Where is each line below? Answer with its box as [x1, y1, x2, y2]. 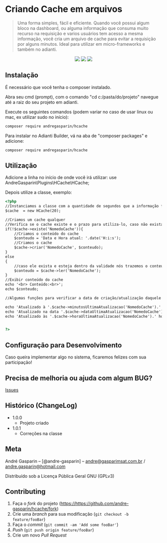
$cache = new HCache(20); [5, 208, 61, 213]
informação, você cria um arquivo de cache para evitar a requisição [17, 36, 156, 42]
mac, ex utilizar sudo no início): [5, 114, 69, 120]
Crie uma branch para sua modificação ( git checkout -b [12, 511, 129, 517]
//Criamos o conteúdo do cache [14, 231, 79, 236]
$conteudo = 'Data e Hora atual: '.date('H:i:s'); [14, 236, 121, 241]
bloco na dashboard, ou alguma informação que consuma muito [17, 25, 149, 31]
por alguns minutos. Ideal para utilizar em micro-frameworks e [17, 41, 146, 47]
